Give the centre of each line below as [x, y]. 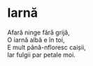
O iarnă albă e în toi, [36, 39]
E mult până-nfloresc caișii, [46, 47]
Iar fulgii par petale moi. [41, 55]
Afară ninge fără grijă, [38, 32]
